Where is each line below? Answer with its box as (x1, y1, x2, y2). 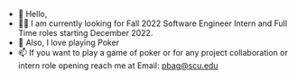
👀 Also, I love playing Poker (17, 37, 120, 48)
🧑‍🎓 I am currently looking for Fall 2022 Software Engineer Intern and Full (17, 18, 287, 29)
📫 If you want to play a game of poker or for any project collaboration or (17, 48, 289, 58)
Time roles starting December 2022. (17, 28, 153, 38)
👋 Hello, (17, 9, 48, 19)
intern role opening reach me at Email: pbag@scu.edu (17, 60, 218, 71)
